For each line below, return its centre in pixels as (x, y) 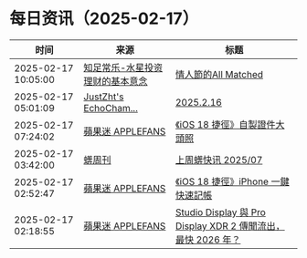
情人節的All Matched (219, 74)
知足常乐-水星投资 (123, 67)
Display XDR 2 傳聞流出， (230, 226)
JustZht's (104, 97)
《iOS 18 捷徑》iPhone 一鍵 (232, 181)
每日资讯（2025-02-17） (104, 19)
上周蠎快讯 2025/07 (219, 160)
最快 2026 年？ (208, 240)
